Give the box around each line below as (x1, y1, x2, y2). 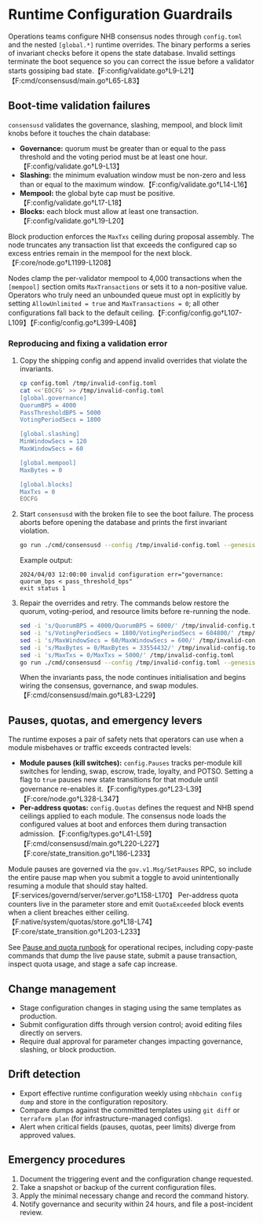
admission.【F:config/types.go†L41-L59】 (19, 829, 155, 839)
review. (19, 1207, 43, 1217)
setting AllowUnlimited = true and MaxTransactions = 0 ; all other (8, 298, 220, 308)
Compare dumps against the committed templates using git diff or (19, 1105, 240, 1114)
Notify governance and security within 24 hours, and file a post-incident (19, 1199, 254, 1209)
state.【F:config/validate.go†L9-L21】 (75, 65, 198, 76)
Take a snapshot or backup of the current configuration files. (19, 1182, 217, 1192)
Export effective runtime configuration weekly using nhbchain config (19, 1088, 242, 1098)
